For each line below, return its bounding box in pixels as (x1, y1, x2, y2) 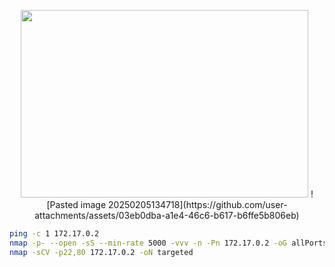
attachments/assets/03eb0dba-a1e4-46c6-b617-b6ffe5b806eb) (34, 210, 300, 221)
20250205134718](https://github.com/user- (108, 199, 288, 210)
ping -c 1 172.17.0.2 (9, 229, 100, 239)
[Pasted (46, 199, 79, 210)
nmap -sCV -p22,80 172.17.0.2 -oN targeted (9, 247, 194, 257)
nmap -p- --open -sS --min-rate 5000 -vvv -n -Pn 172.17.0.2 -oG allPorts (9, 238, 328, 248)
